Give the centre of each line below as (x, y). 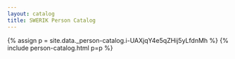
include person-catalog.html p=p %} (60, 48)
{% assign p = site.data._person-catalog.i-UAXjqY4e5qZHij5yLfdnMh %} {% (118, 40)
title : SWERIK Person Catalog (52, 20)
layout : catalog (31, 14)
